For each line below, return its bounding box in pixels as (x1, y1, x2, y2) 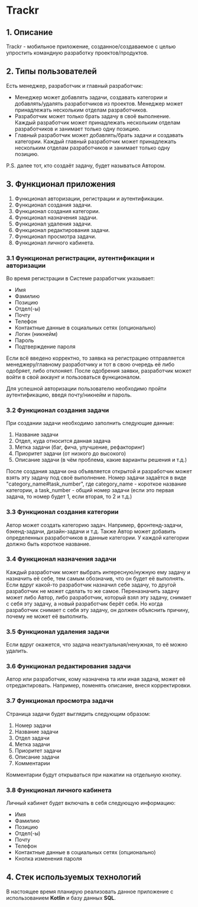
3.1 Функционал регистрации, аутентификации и (6, 253, 155, 262)
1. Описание (6, 27, 53, 37)
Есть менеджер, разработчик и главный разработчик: (6, 82, 143, 89)
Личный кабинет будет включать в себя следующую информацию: (6, 800, 176, 806)
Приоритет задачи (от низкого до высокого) (14, 450, 126, 457)
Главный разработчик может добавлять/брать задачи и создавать (14, 131, 184, 138)
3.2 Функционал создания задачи (6, 406, 109, 414)
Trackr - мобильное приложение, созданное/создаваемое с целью (6, 43, 176, 50)
